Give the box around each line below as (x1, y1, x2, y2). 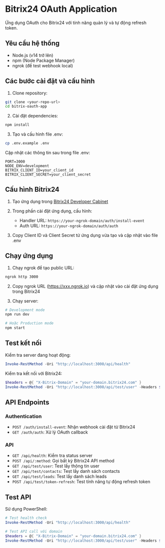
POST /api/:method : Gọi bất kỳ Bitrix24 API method (12, 458, 114, 464)
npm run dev (5, 312, 29, 317)
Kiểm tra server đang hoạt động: (5, 352, 71, 358)
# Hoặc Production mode (5, 321, 54, 326)
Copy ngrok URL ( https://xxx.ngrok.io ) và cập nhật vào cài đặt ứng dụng (12, 283, 159, 289)
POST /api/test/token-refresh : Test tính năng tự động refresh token (12, 479, 151, 485)
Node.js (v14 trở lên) (12, 52, 54, 58)
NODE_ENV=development (5, 164, 50, 169)
